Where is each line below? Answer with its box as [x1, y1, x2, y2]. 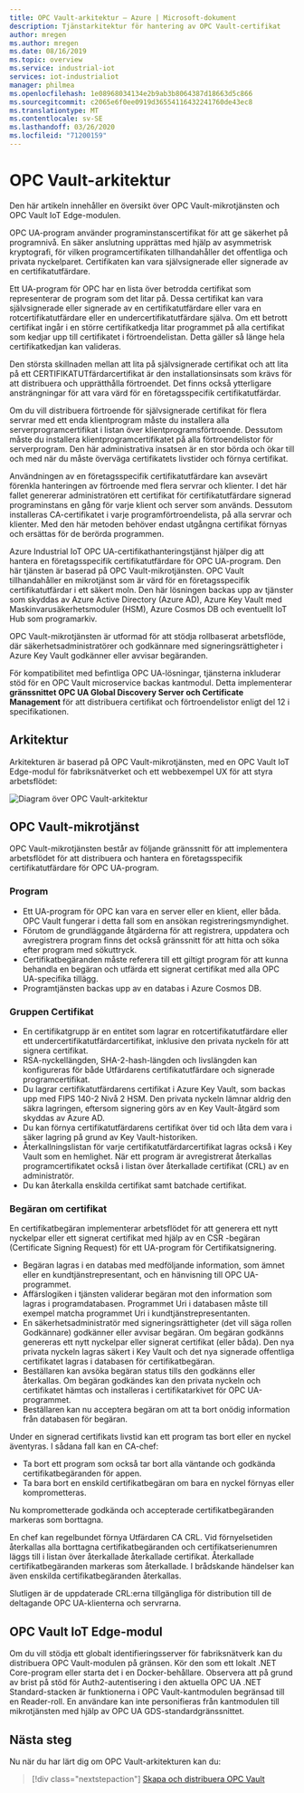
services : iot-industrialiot [9, 72, 119, 81]
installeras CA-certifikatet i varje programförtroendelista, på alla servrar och [9, 509, 292, 520]
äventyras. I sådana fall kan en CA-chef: [9, 1441, 159, 1452]
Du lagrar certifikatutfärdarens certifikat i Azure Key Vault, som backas [22, 1084, 286, 1095]
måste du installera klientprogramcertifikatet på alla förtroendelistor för [9, 434, 274, 445]
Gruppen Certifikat [9, 1005, 94, 1018]
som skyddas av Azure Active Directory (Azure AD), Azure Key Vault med [9, 594, 282, 605]
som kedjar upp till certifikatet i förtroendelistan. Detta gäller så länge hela [9, 331, 285, 342]
